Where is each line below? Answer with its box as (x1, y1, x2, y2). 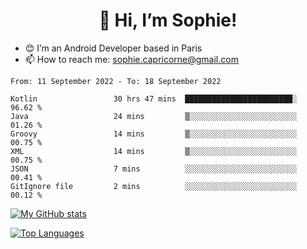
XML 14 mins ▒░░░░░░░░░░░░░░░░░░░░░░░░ (10, 146, 298, 156)
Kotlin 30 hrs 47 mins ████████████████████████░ (10, 94, 298, 104)
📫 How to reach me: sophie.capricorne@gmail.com (24, 53, 239, 65)
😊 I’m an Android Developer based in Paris (24, 42, 203, 54)
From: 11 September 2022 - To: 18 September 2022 (10, 76, 222, 86)
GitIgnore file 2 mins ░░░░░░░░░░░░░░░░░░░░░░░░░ (10, 181, 298, 191)
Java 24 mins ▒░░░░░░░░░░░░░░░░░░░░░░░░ (10, 111, 298, 121)
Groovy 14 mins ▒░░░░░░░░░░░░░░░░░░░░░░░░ (10, 129, 298, 139)
